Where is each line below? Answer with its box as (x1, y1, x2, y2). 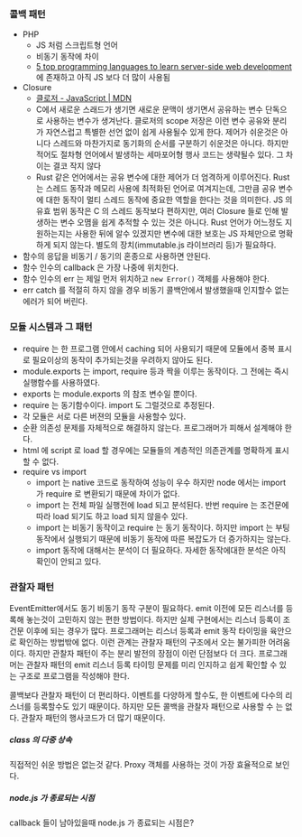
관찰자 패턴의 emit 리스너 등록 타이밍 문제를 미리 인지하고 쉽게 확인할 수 (25, 659, 278, 670)
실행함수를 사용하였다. (22, 377, 101, 387)
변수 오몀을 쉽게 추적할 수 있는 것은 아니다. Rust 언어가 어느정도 (59, 217, 283, 228)
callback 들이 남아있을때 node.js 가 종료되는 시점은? (9, 817, 195, 828)
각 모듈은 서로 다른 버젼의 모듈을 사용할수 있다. (22, 411, 187, 422)
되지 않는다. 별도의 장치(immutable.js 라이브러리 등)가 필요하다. (52, 239, 277, 250)
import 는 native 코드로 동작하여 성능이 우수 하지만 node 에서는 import (35, 477, 287, 488)
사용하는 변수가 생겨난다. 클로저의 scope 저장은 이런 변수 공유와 (45, 116, 270, 126)
